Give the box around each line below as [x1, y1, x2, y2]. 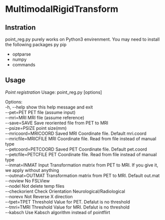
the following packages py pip [5, 42, 67, 48]
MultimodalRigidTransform [5, 3, 118, 15]
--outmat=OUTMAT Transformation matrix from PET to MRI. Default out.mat [5, 172, 160, 178]
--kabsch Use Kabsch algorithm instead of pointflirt [5, 209, 110, 215]
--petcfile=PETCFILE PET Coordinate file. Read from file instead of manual [5, 151, 157, 157]
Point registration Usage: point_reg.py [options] [5, 89, 103, 95]
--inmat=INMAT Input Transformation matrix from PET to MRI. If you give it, [5, 162, 159, 168]
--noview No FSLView [5, 177, 50, 184]
